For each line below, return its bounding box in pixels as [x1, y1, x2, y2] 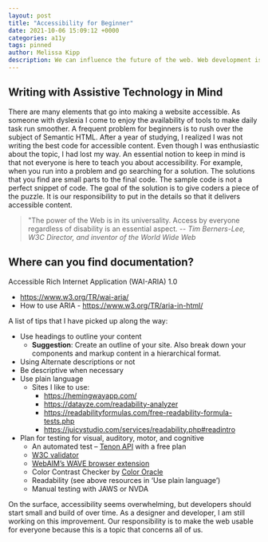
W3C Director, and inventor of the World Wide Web [27, 232, 196, 242]
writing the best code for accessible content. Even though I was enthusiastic [8, 140, 260, 150]
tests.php [43, 416, 75, 426]
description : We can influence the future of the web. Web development [8, 57, 251, 65]
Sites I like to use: [31, 382, 90, 391]
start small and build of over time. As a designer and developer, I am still [8, 508, 246, 517]
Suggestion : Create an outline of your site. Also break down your [31, 340, 246, 349]
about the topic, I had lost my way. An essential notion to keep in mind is [8, 149, 246, 159]
